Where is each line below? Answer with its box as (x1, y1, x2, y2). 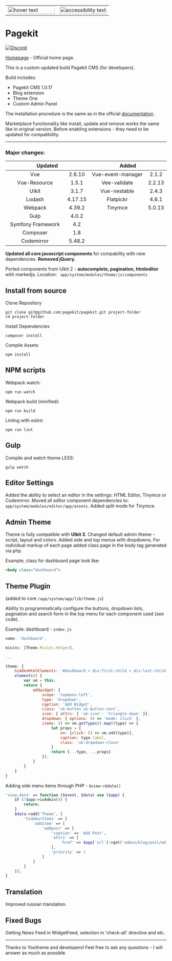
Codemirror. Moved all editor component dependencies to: (5, 497, 129, 504)
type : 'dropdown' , (41, 697, 81, 702)
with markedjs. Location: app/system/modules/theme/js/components (5, 271, 148, 278)
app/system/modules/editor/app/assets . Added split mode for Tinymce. (5, 503, 156, 509)
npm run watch (5, 389, 36, 394)
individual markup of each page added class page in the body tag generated (5, 542, 167, 549)
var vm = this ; (24, 678, 56, 683)
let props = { (51, 725, 81, 730)
